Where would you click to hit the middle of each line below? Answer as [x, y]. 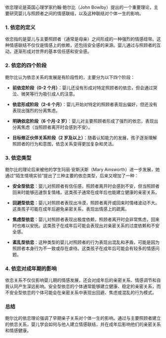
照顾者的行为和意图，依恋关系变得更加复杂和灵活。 [64, 144]
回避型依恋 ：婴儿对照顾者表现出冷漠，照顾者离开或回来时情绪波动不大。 [86, 203]
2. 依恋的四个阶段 [26, 66]
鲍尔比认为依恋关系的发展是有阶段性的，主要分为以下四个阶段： [70, 77]
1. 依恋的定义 [20, 27]
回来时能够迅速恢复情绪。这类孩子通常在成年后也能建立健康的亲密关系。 [86, 192]
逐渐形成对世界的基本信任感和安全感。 [53, 51]
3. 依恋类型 [18, 158]
